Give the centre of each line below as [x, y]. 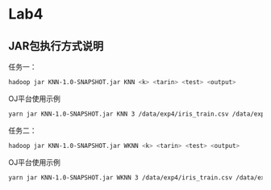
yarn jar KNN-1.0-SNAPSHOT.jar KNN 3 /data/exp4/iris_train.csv [119, 114]
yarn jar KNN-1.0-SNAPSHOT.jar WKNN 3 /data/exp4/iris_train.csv [120, 177]
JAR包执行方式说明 [56, 46]
